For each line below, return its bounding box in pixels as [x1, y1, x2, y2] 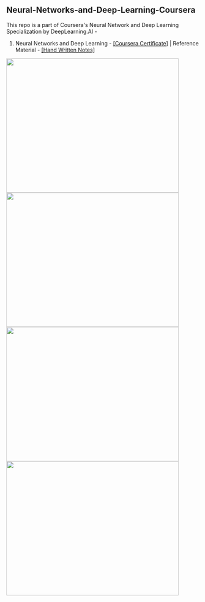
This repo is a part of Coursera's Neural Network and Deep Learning [6, 21, 179, 28]
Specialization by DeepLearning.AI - [6, 28, 97, 35]
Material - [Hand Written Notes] [15, 46, 95, 53]
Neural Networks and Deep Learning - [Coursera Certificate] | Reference [15, 39, 199, 47]
